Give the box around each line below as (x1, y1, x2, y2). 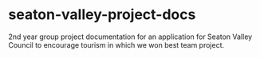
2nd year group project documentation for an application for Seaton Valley (8, 32, 253, 41)
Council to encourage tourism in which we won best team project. (8, 40, 225, 49)
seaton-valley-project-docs (8, 6, 196, 24)
